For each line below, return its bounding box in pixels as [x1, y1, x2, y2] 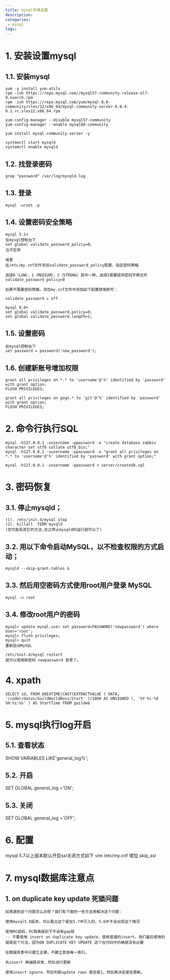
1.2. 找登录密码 [5, 159, 52, 168]
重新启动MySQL [5, 643, 32, 648]
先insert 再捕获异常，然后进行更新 [5, 960, 71, 965]
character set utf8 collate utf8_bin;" [5, 445, 90, 450]
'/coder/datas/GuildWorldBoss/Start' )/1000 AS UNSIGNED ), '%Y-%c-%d [5, 696, 159, 701]
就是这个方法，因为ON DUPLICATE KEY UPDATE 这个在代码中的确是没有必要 [5, 940, 144, 945]
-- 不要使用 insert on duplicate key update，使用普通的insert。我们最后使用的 [5, 934, 165, 940]
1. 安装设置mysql [5, 50, 77, 62]
